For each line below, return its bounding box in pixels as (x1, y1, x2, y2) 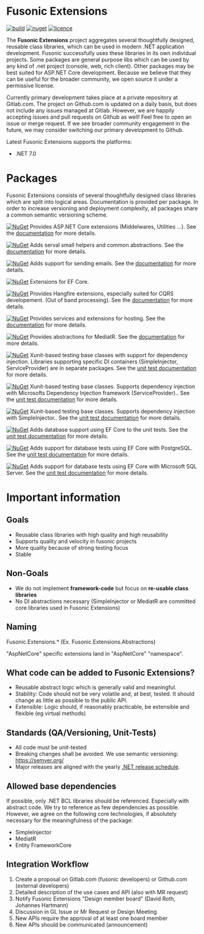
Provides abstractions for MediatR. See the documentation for (29, 333, 186, 340)
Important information (6, 491, 121, 505)
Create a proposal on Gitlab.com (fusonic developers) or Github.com (15, 875, 188, 883)
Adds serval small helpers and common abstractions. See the (29, 241, 184, 248)
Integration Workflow (6, 859, 90, 870)
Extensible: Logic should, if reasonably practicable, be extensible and (15, 703, 190, 711)
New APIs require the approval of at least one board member (15, 914, 168, 922)
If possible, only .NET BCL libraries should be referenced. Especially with (6, 797, 189, 804)
